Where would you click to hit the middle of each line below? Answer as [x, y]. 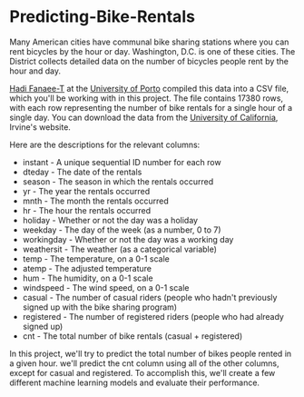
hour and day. [35, 71]
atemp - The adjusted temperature [87, 268]
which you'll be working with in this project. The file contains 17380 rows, [147, 98]
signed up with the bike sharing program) [100, 307]
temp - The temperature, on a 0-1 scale [96, 258]
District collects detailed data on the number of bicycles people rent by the [149, 61]
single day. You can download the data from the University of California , [144, 117]
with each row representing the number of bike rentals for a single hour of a [151, 107]
